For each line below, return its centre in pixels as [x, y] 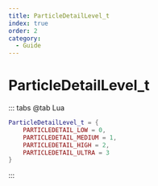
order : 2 [23, 31]
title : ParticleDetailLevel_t [59, 16]
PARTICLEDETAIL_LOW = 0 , [64, 130]
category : [25, 38]
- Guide [29, 46]
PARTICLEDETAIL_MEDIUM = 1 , [70, 138]
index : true [28, 23]
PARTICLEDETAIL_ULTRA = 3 [67, 153]
